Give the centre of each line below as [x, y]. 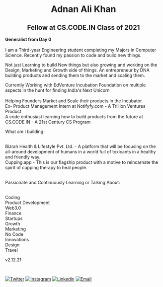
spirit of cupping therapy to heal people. [46, 168]
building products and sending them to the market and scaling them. [75, 75]
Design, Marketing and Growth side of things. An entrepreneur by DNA [78, 70]
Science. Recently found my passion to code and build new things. [73, 55]
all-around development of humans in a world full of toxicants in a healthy [81, 152]
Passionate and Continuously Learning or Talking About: [63, 182]
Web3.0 [13, 208]
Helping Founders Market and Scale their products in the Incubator [74, 101]
